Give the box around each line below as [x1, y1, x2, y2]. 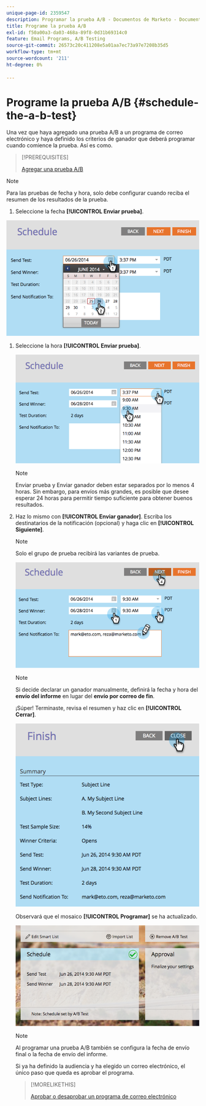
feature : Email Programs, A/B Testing [6, 36, 105, 42]
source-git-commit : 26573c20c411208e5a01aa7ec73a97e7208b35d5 [6, 42, 169, 49]
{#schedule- [133, 95, 199, 109]
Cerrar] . [15, 711, 36, 718]
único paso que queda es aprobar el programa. [15, 1069, 135, 1076]
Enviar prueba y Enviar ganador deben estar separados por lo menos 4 [15, 481, 195, 488]
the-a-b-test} [6, 108, 77, 122]
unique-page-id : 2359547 [6, 10, 70, 16]
